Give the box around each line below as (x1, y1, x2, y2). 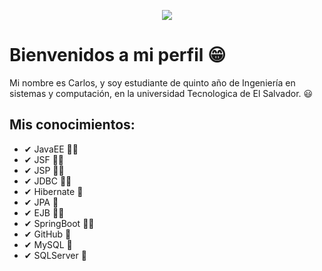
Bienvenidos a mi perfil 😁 (9, 44, 227, 67)
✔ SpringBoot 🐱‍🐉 (23, 217, 95, 229)
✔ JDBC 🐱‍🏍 (23, 175, 72, 187)
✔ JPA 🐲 (23, 196, 59, 208)
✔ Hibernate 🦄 (23, 185, 84, 197)
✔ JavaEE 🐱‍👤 (23, 143, 79, 155)
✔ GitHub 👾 (23, 228, 72, 240)
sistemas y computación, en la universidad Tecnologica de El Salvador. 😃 (9, 87, 314, 99)
